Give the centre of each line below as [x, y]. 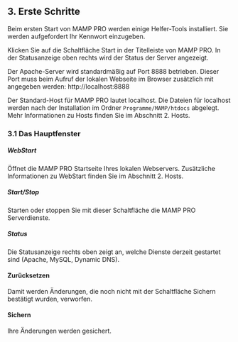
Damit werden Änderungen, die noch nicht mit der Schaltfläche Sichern [112, 291]
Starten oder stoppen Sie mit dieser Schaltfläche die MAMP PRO [102, 210]
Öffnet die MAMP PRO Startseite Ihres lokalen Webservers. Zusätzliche [111, 168]
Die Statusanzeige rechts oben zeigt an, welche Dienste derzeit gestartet [114, 252]
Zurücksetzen [28, 275]
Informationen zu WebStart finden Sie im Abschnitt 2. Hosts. [96, 176]
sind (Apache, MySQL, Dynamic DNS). [63, 259]
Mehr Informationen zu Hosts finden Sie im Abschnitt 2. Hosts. [99, 115]
